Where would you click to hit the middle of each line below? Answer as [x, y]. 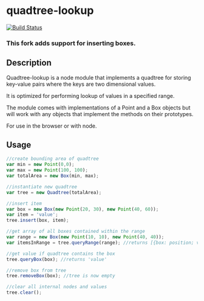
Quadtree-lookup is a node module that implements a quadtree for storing [99, 77]
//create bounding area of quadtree [53, 159]
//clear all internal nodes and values [57, 287]
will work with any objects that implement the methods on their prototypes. [100, 114]
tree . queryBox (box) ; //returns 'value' [57, 259]
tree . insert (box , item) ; [38, 220]
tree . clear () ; [24, 292]
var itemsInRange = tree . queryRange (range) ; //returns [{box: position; [100, 243]
